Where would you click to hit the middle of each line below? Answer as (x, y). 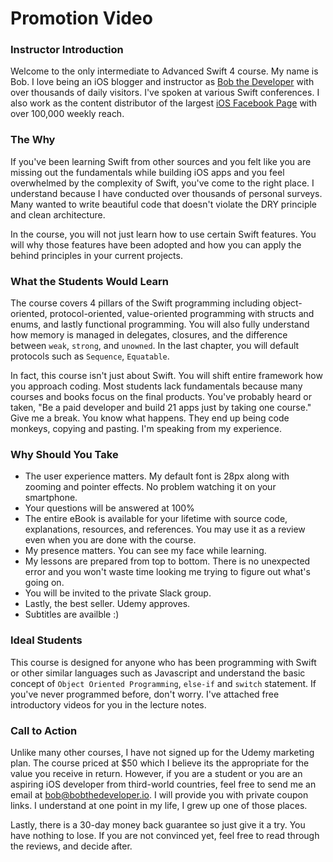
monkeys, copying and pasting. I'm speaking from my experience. (146, 429)
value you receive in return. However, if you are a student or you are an (156, 773)
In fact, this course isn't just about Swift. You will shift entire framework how (166, 376)
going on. (44, 583)
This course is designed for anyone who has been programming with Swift (163, 662)
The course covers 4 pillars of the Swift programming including (140, 303)
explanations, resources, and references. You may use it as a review (165, 529)
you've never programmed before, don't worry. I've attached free (145, 694)
